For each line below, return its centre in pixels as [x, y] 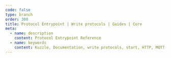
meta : [11, 29]
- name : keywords [28, 43]
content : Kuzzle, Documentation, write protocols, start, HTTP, [84, 47]
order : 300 [17, 19]
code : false [18, 10]
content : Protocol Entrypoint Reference [58, 38]
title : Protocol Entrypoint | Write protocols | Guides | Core [74, 24]
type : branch [19, 15]
